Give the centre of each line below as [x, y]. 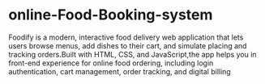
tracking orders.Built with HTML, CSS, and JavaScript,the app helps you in [132, 54]
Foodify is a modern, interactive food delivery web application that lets [126, 37]
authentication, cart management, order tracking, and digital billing [120, 71]
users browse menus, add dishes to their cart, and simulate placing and [128, 45]
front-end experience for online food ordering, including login [111, 63]
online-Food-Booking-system [111, 15]
